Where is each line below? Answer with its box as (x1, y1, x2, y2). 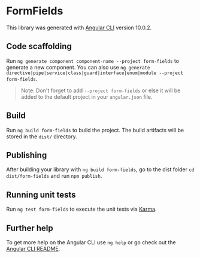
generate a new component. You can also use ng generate (6, 63, 150, 71)
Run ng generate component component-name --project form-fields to (6, 57, 180, 64)
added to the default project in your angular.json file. (20, 93, 153, 100)
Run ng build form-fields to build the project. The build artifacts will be (6, 126, 184, 133)
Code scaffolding (6, 41, 72, 51)
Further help (6, 223, 54, 233)
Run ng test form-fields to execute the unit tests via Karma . (6, 205, 157, 213)
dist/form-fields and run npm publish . (6, 172, 102, 180)
